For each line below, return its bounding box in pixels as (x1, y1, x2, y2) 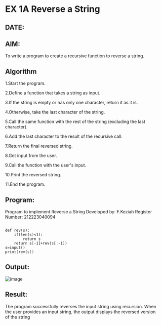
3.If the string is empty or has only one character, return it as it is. (5, 100, 138, 106)
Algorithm (5, 67, 37, 76)
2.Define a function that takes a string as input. (5, 90, 101, 96)
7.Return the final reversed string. (5, 143, 73, 149)
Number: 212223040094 (5, 214, 56, 220)
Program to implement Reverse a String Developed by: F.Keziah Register (5, 209, 152, 215)
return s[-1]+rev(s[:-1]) (14, 241, 68, 246)
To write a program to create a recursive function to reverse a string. (5, 53, 145, 59)
